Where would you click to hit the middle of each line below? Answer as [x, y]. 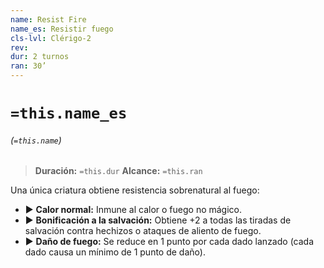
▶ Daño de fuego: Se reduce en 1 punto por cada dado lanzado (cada [169, 242]
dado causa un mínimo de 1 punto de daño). [115, 252]
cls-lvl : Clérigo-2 [51, 38]
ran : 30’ [28, 66]
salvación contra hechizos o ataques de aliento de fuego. [143, 231]
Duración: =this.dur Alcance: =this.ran [118, 171]
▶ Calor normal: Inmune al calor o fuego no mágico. [133, 210]
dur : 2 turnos [40, 57]
